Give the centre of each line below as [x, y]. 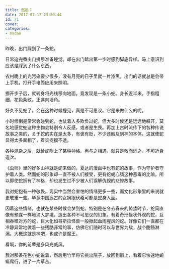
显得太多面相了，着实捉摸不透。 [38, 140]
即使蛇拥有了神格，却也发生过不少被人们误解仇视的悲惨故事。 [73, 181]
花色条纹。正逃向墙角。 [38, 100]
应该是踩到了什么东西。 [29, 65]
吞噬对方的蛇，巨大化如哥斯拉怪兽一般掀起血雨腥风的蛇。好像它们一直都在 [87, 221]
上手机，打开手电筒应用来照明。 [38, 82]
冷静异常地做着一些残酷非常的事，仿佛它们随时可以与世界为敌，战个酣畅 [80, 227]
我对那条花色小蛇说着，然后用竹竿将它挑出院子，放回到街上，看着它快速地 [82, 255]
